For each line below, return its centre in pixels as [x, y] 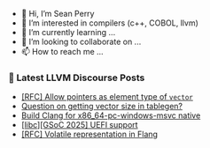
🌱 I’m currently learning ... [68, 32]
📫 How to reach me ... [62, 52]
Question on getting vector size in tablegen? [102, 107]
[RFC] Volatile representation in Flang [89, 134]
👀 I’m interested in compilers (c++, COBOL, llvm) [109, 23]
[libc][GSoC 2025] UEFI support [79, 125]
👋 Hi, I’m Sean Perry [58, 14]
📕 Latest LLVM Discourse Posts [77, 78]
